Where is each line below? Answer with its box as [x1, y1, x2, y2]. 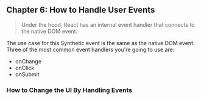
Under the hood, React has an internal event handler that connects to [21, 21, 195, 28]
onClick [15, 64, 35, 71]
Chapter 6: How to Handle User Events [6, 5, 155, 15]
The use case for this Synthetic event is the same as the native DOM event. [6, 39, 195, 46]
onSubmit [15, 70, 40, 78]
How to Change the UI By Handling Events [6, 85, 133, 94]
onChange [15, 57, 41, 65]
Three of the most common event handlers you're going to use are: [6, 46, 175, 53]
